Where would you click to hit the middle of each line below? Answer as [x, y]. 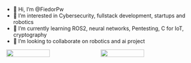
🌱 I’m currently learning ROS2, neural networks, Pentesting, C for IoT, [98, 28]
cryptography [30, 35]
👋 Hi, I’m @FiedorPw [38, 9]
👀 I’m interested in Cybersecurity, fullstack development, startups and [99, 16]
